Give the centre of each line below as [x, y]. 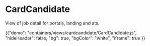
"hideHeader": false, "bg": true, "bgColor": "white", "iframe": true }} [75, 38]
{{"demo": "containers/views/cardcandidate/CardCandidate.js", [71, 32]
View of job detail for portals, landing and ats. [52, 23]
